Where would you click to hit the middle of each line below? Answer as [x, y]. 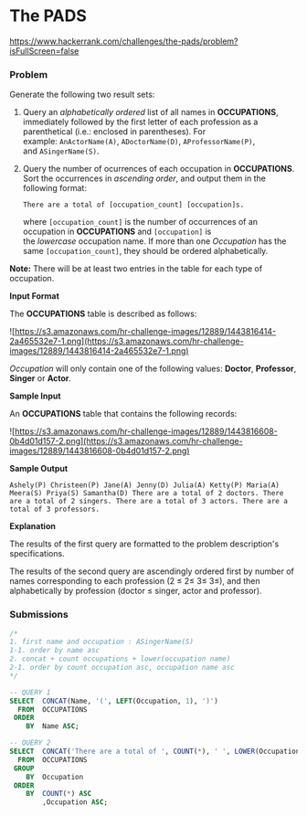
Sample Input [35, 396]
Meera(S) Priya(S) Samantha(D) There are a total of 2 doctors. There [147, 493]
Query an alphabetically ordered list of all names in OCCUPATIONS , [150, 112]
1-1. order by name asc [55, 651]
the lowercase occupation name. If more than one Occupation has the [154, 241]
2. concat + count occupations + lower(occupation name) [120, 659]
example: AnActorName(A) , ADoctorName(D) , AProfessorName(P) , [139, 142]
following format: [54, 188]
